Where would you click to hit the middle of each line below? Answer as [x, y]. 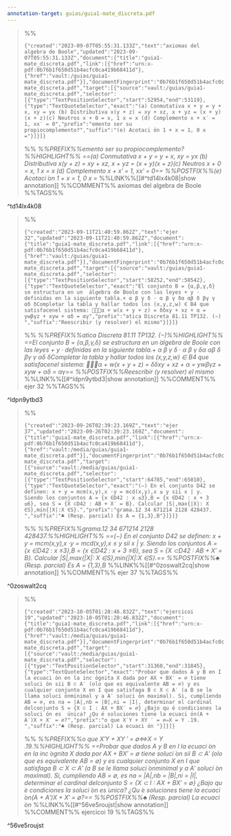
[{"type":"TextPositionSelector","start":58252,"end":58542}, [115, 280]
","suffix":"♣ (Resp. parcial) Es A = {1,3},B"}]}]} [101, 516]
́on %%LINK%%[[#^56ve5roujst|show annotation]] [96, 804]
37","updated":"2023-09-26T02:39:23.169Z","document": [104, 431]
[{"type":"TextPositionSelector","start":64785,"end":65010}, [115, 480]
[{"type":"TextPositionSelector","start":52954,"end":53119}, [115, 100]
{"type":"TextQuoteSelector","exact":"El [84, 286]
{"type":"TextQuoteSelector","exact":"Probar [90, 672]
